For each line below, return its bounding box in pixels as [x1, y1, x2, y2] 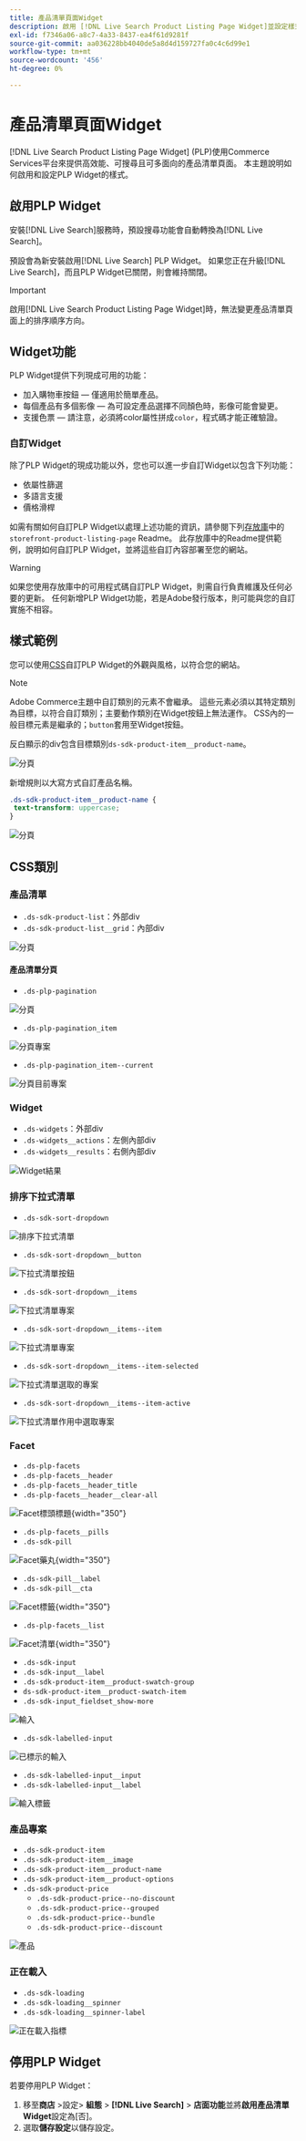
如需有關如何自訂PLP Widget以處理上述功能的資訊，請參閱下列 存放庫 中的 [9, 521, 285, 532]
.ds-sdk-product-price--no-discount [36, 1894, 176, 1904]
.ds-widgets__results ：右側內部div [22, 1146, 157, 1157]
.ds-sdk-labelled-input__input [22, 1771, 142, 1780]
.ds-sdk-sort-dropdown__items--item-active [22, 1399, 191, 1408]
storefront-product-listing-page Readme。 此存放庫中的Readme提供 [9, 533, 274, 543]
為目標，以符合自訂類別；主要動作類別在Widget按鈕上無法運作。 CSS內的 [9, 708, 287, 719]
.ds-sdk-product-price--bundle [36, 1914, 156, 1923]
